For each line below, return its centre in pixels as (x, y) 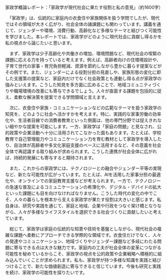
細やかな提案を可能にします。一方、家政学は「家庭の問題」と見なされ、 (83, 127)
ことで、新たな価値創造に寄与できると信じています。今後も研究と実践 (90, 266)
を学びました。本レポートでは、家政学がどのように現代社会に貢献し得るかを (83, 37)
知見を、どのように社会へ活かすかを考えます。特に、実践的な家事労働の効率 (83, 114)
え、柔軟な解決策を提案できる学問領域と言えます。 (57, 97)
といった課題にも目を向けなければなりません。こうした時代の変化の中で (79, 193)
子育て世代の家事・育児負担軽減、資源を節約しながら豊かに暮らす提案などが (83, 66)
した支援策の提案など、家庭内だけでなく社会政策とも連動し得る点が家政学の (83, 78)
